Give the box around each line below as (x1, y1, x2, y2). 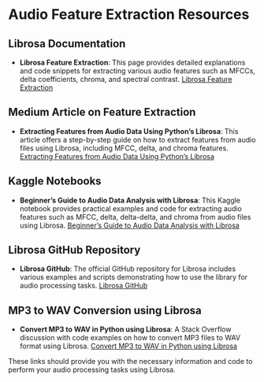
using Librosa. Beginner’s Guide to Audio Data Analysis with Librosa (19, 221, 240, 230)
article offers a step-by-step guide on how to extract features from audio (19, 135, 256, 144)
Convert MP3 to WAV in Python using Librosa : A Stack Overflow (19, 325, 232, 334)
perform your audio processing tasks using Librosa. (8, 365, 176, 375)
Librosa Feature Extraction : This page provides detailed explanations (19, 57, 246, 67)
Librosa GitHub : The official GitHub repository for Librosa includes (19, 264, 236, 273)
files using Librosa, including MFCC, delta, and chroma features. (19, 143, 229, 153)
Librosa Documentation (8, 37, 126, 50)
